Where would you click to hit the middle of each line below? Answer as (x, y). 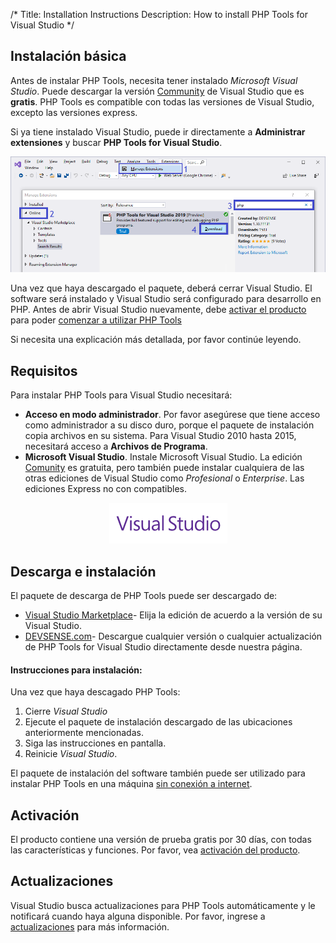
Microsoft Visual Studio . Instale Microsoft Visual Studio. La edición (163, 457)
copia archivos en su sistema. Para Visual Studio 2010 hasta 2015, (160, 436)
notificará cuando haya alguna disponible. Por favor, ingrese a (138, 916)
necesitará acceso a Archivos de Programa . (116, 446)
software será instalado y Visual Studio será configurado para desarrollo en (166, 299)
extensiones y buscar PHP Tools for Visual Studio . (116, 142)
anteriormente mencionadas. (84, 733)
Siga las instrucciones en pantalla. (95, 743)
